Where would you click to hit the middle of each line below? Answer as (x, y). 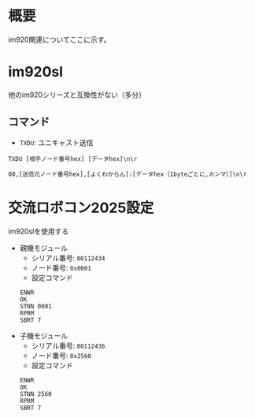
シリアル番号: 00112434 (68, 258)
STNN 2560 (36, 394)
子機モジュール (44, 335)
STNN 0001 (36, 306)
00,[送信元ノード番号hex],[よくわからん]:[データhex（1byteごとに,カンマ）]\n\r (128, 174)
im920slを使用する (39, 231)
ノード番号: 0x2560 (61, 355)
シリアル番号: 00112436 (68, 345)
